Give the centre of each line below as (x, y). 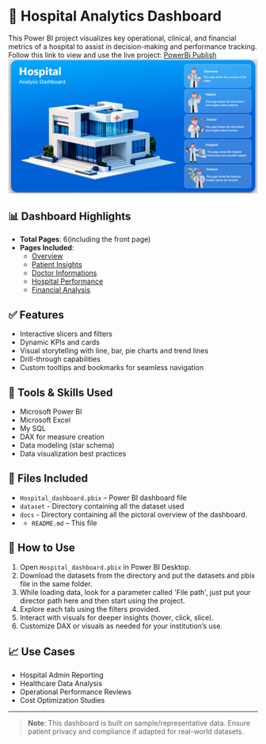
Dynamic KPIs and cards (60, 342)
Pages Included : (47, 248)
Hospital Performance (67, 281)
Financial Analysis (61, 290)
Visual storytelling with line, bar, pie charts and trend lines (114, 351)
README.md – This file (64, 523)
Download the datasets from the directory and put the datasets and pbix (137, 575)
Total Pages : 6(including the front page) (85, 239)
